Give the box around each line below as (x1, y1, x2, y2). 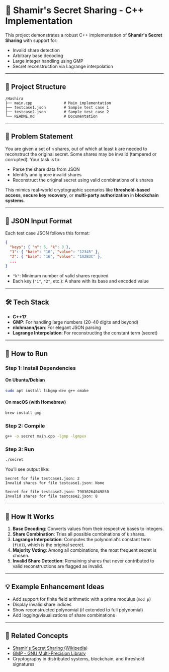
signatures (12, 661, 35, 667)
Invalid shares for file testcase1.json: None (5, 481, 105, 486)
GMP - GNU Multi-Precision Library (12, 650, 86, 656)
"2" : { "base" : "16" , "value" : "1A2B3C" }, (10, 254, 103, 259)
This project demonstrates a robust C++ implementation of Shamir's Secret (5, 32, 162, 38)
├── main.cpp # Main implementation (5, 101, 112, 106)
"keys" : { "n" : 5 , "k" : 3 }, (10, 245, 71, 250)
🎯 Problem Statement (5, 132, 73, 141)
